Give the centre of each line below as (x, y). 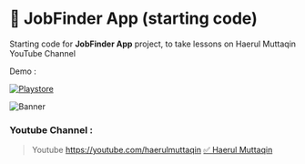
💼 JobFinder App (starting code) (133, 19)
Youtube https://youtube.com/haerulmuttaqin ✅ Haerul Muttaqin (152, 150)
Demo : (23, 71)
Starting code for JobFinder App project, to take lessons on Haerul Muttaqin (153, 44)
